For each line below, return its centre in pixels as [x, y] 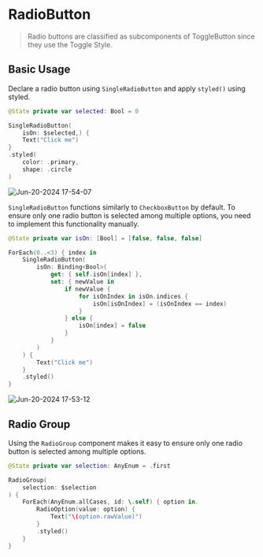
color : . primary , [51, 162]
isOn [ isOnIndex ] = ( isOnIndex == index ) [159, 304]
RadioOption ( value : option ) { [86, 510]
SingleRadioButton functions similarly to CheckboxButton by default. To [122, 207]
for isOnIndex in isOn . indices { [133, 296]
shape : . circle [47, 169]
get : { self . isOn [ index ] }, [96, 275]
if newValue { [87, 289]
